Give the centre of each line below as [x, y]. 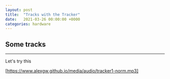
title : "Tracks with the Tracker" [43, 15]
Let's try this [18, 61]
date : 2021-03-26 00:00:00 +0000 [43, 19]
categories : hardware [28, 24]
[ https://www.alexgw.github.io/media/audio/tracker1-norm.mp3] [72, 71]
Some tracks [26, 44]
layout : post [19, 10]
